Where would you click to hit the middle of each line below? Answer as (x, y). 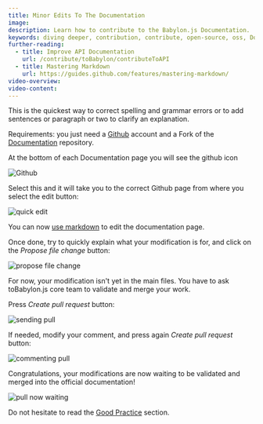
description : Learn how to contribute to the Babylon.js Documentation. (129, 30)
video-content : (33, 88)
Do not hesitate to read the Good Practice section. (89, 412)
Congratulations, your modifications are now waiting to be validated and (124, 374)
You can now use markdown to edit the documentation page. (106, 227)
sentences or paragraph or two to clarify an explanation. (99, 119)
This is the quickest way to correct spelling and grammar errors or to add (126, 111)
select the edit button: (43, 196)
